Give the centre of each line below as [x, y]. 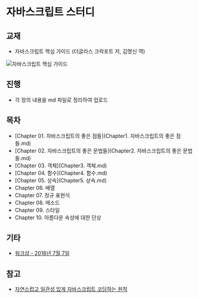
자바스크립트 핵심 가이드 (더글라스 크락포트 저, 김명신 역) [80, 51]
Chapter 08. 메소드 [37, 202]
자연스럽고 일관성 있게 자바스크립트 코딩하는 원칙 [71, 289]
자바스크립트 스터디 [50, 12]
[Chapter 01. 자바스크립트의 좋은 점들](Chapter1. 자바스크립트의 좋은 [95, 136]
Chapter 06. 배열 [35, 188]
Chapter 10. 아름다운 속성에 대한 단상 [58, 217]
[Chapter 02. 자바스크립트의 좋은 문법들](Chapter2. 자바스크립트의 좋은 [98, 150]
